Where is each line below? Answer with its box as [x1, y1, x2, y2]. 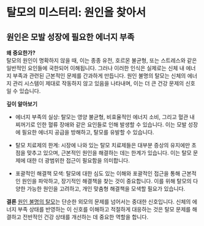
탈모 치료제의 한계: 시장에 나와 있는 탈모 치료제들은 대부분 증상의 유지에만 [15, 142, 191, 148]
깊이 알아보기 [6, 100, 38, 108]
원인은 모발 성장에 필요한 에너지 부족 [6, 32, 135, 42]
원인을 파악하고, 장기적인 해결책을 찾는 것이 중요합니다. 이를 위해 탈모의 [21, 178, 192, 184]
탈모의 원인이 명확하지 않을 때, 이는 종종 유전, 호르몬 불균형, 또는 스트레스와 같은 [6, 57, 197, 64]
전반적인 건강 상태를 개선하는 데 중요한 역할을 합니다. [22, 213, 149, 221]
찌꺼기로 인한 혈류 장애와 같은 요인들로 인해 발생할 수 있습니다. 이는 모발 [15, 121, 187, 128]
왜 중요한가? [6, 49, 36, 56]
